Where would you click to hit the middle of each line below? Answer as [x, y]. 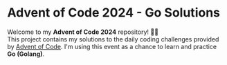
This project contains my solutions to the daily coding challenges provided [113, 39]
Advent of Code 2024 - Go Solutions [113, 13]
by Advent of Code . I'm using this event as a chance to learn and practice [112, 46]
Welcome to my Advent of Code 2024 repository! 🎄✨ [83, 32]
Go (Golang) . [26, 54]
